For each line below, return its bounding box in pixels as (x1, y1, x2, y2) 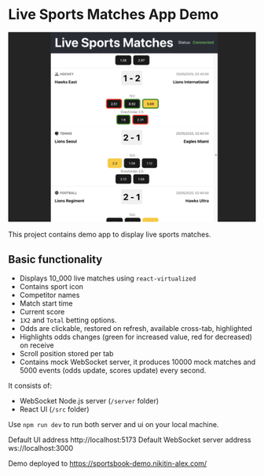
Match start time (19, 299, 73, 308)
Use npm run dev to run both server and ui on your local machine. (8, 420, 219, 430)
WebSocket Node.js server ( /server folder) (19, 396, 159, 406)
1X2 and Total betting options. (19, 315, 117, 325)
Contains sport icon (19, 282, 84, 292)
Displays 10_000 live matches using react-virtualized (19, 273, 196, 283)
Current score (19, 307, 65, 317)
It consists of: (8, 381, 53, 391)
